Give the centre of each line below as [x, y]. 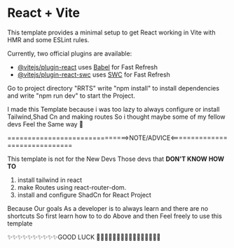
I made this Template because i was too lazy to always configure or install [113, 109]
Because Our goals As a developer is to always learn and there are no [108, 208]
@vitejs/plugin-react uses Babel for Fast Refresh [88, 67]
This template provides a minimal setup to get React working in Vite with [111, 32]
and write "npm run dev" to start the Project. [71, 96]
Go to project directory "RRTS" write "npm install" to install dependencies [113, 88]
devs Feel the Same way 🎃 [46, 124]
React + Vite [44, 13]
